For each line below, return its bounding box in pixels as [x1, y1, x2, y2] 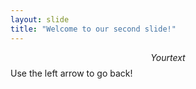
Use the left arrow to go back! [10, 67, 133, 79]
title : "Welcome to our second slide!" [10, 24, 177, 34]
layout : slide [10, 14, 70, 25]
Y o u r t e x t [150, 51, 186, 63]
